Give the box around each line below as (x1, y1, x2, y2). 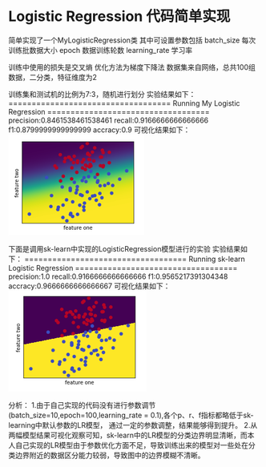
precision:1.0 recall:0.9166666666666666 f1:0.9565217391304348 (8, 272, 228, 281)
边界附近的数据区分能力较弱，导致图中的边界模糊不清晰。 (14, 450, 205, 460)
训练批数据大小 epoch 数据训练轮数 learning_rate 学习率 (8, 45, 193, 54)
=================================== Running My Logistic (8, 98, 240, 108)
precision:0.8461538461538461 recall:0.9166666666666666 (8, 115, 209, 125)
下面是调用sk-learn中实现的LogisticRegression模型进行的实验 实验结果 (8, 244, 241, 253)
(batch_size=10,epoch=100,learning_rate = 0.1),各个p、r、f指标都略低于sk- (8, 410, 254, 420)
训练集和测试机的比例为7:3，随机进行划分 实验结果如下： (8, 89, 196, 99)
